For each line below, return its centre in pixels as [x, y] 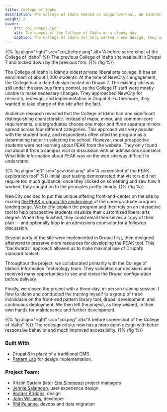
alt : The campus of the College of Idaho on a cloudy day [75, 33]
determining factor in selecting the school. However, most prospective [77, 139]
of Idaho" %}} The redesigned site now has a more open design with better [82, 325]
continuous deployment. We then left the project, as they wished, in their [80, 304]
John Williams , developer [38, 399]
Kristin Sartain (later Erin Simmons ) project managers [67, 383]
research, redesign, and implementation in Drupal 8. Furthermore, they [77, 98]
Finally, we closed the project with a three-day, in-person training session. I [82, 288]
